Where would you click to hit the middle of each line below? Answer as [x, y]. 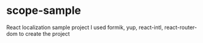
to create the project [44, 33]
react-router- [181, 27]
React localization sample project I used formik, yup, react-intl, [85, 27]
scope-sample [44, 11]
